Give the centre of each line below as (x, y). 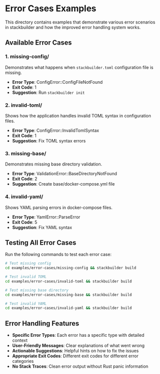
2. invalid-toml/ (24, 105)
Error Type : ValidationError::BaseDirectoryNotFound (64, 174)
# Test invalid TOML (26, 277)
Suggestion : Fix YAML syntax (42, 227)
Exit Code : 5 (25, 222)
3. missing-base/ (26, 153)
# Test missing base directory (37, 290)
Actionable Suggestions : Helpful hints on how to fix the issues (75, 351)
